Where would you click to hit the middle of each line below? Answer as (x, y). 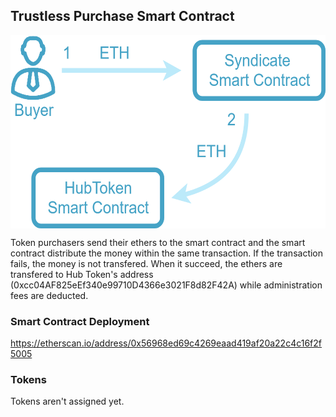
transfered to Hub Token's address (82, 274)
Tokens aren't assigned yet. (67, 401)
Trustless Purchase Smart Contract (122, 16)
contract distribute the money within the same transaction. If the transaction (167, 253)
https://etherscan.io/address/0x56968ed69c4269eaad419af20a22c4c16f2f (166, 343)
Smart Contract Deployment (80, 321)
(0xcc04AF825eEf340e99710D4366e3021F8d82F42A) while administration (166, 285)
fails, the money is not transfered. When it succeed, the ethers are (146, 263)
